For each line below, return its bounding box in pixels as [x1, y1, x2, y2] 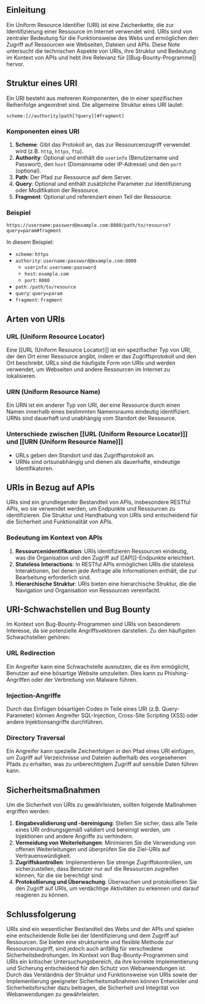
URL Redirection [6, 649, 56, 657]
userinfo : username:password [24, 263, 97, 271]
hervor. [6, 60, 24, 68]
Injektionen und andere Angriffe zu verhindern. [15, 833, 133, 840]
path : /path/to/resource [15, 283, 76, 290]
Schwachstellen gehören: [6, 633, 70, 641]
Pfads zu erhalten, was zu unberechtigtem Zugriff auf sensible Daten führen [6, 760, 198, 768]
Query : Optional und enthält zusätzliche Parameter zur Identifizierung [15, 180, 192, 187]
